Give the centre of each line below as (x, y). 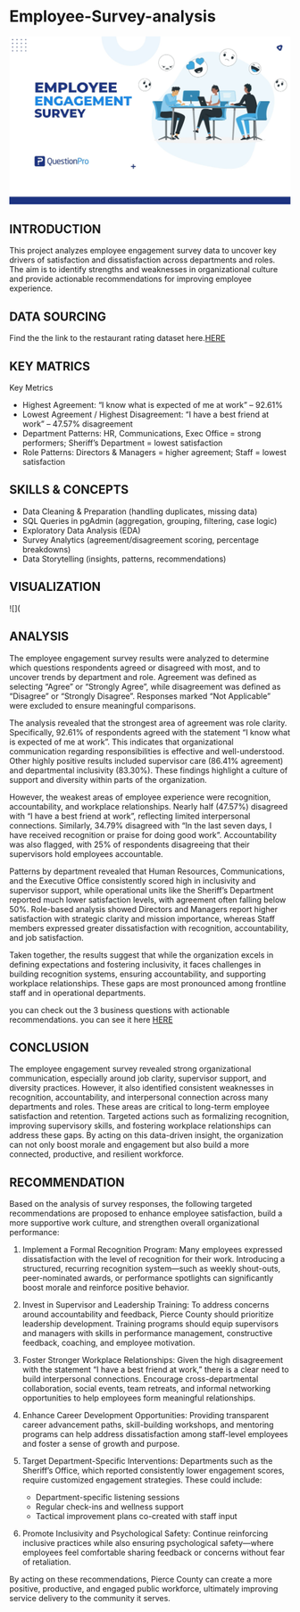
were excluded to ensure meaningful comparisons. (103, 705)
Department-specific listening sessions (108, 1498)
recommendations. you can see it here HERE (91, 1019)
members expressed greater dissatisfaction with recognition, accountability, (149, 928)
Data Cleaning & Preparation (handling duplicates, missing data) (140, 511)
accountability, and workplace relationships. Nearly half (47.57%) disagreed (149, 806)
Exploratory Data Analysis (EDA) (81, 530)
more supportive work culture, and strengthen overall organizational (134, 1223)
